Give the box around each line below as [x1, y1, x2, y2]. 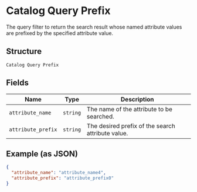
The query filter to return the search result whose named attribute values [6, 23, 182, 30]
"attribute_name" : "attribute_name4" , [11, 170, 107, 176]
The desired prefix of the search [87, 121, 176, 130]
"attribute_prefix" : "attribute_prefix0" [11, 175, 114, 181]
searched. [87, 112, 114, 120]
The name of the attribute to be [87, 105, 173, 113]
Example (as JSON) [6, 149, 78, 159]
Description [120, 95, 154, 103]
